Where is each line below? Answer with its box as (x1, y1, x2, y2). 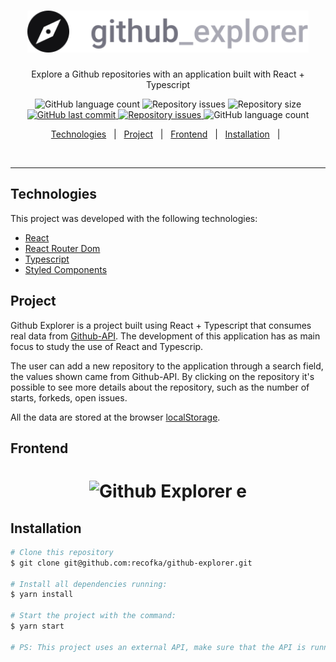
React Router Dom (24, 242, 101, 254)
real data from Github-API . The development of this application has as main (10, 330, 321, 342)
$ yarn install (10, 590, 74, 600)
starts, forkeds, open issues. (10, 391, 128, 404)
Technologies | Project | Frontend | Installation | (50, 128, 281, 140)
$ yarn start (10, 621, 65, 632)
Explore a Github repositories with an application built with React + (31, 68, 305, 80)
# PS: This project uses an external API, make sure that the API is (10, 642, 307, 652)
